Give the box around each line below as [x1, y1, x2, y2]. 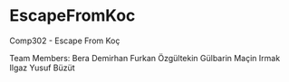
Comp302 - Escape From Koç [9, 35, 120, 46]
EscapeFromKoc [9, 5, 136, 26]
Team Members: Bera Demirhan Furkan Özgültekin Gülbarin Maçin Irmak [9, 52, 281, 63]
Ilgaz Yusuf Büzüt [9, 62, 75, 73]
